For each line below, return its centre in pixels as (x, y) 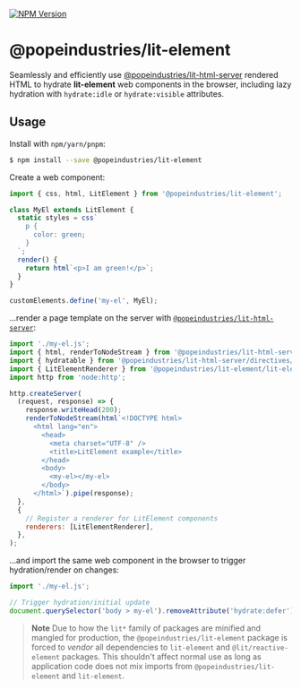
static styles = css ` (58, 218)
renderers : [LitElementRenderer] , (90, 527)
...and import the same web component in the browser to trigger (128, 561)
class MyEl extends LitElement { (72, 210)
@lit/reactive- (260, 648)
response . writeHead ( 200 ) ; (74, 410)
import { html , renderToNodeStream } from (90, 352)
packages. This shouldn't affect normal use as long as (161, 656)
